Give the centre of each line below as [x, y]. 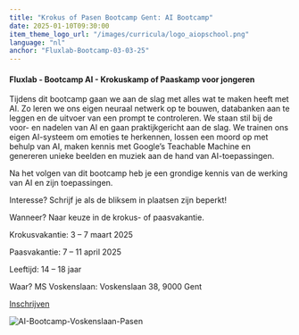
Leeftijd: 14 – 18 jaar [46, 270]
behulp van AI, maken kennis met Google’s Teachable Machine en [130, 147]
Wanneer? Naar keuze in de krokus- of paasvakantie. [107, 218]
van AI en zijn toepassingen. [61, 183]
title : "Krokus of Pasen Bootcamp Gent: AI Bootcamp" [112, 17]
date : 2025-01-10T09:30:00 [59, 26]
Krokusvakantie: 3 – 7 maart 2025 [71, 235]
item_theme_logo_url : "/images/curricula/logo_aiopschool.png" [129, 34]
